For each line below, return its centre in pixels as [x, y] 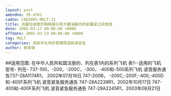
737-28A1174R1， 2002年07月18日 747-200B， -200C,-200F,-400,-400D [87, 75]
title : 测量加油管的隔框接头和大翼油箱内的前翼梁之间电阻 [59, 24]
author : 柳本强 [20, 48]
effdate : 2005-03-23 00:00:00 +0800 [44, 34]
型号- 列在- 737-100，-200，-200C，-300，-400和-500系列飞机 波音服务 [83, 69]
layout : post [19, 10]
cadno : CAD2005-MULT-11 [31, 19]
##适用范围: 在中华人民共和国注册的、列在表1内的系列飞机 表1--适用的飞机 [83, 63]
